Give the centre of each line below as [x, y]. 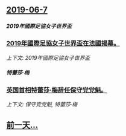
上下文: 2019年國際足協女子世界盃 [48, 57]
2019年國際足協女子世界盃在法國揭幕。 [63, 44]
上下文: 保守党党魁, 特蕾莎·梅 [42, 105]
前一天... [22, 125]
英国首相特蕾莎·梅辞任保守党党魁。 [57, 90]
